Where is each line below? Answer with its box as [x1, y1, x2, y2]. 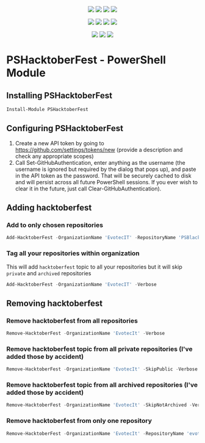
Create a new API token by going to [15, 139, 105, 146]
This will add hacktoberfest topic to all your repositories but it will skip [6, 263, 183, 270]
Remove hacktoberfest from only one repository [6, 417, 153, 425]
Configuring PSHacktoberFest [6, 123, 124, 134]
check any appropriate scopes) [15, 153, 94, 160]
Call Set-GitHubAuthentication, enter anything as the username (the [15, 159, 185, 166]
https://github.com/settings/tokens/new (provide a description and [15, 146, 183, 153]
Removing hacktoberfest [6, 298, 103, 308]
